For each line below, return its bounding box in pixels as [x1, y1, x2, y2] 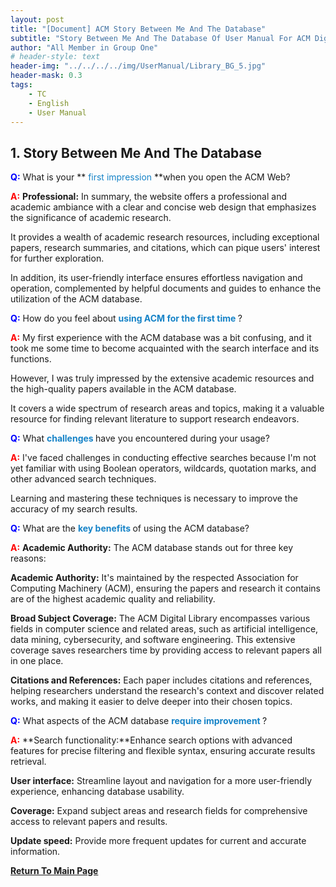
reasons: [10, 552, 47, 565]
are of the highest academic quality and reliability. [10, 593, 216, 605]
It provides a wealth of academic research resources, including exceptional [10, 231, 320, 243]
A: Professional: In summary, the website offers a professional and [10, 191, 288, 203]
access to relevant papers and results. [10, 816, 168, 828]
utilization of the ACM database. [10, 293, 143, 305]
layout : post [10, 14, 65, 25]
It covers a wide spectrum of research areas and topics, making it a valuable [10, 402, 325, 415]
